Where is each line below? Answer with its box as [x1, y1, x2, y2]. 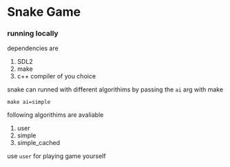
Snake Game [7, 4, 81, 20]
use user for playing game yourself [7, 152, 106, 160]
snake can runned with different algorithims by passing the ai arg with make [7, 85, 224, 93]
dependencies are [7, 44, 59, 52]
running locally [7, 29, 59, 38]
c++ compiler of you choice [17, 72, 96, 80]
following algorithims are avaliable [7, 111, 104, 119]
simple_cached [17, 139, 61, 147]
